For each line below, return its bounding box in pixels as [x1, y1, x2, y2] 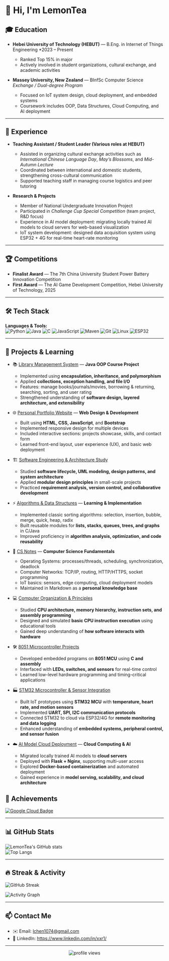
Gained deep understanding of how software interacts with [20, 628, 145, 634]
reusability [20, 538, 44, 545]
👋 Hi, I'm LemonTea [5, 5, 87, 16]
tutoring [20, 183, 37, 189]
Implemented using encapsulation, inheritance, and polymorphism [20, 373, 161, 379]
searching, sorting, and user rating [20, 389, 92, 395]
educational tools [20, 623, 56, 629]
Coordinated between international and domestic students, [20, 167, 142, 173]
